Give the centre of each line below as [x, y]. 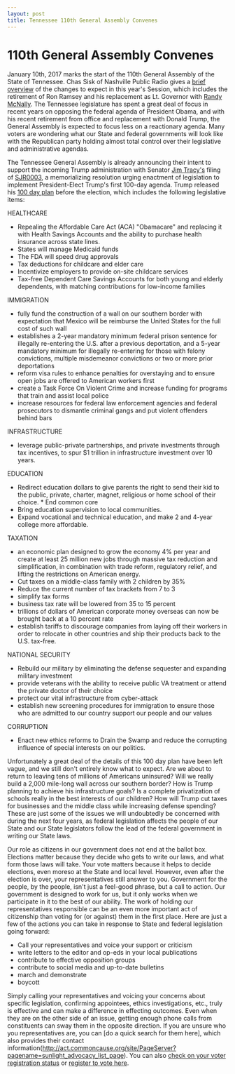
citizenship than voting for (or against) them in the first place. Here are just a [117, 917]
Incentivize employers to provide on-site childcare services [103, 271]
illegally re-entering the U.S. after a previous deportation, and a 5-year [119, 344]
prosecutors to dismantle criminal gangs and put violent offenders [112, 410]
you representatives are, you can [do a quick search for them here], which [114, 1033]
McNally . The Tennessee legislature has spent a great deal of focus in [108, 104]
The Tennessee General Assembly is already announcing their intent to [109, 163]
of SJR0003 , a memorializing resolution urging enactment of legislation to [114, 177]
